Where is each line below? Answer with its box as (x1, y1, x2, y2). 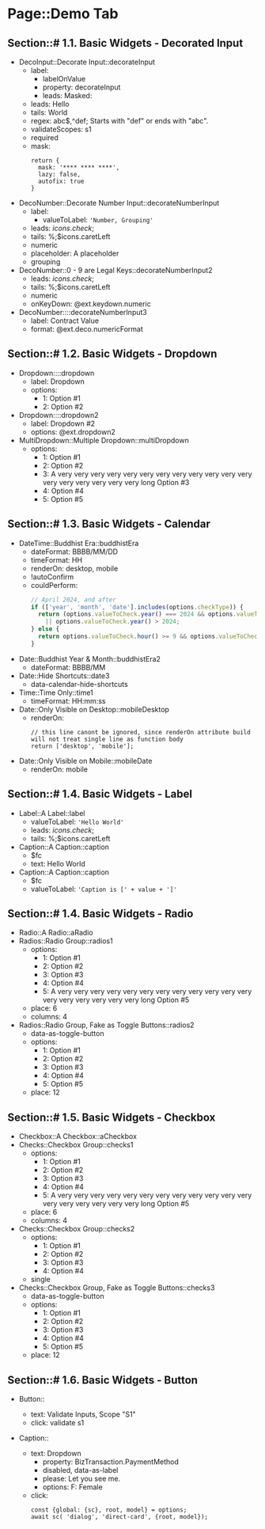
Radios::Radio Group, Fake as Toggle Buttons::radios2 (18, 1020, 195, 1030)
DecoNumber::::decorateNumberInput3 (18, 308, 147, 317)
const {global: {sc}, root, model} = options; (30, 1506, 187, 1514)
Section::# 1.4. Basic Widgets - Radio (7, 907, 194, 920)
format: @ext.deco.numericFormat (30, 324, 144, 333)
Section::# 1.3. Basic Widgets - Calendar (7, 518, 211, 531)
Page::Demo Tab (7, 5, 119, 23)
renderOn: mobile (30, 764, 89, 774)
